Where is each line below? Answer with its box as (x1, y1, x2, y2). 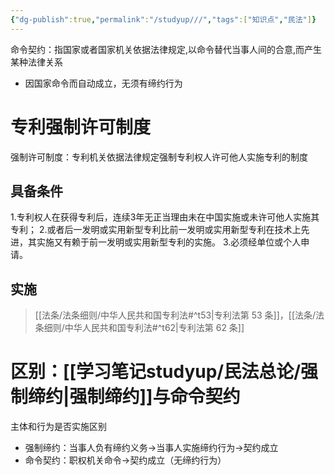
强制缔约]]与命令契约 (69, 386, 241, 408)
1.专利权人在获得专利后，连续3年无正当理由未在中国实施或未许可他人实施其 (10, 211, 320, 223)
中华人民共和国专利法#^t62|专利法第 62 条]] (64, 322, 245, 334)
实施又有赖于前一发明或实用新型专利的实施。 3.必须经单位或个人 (36, 236, 302, 248)
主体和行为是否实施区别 (10, 421, 107, 433)
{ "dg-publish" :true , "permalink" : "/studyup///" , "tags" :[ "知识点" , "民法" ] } (10, 14, 317, 25)
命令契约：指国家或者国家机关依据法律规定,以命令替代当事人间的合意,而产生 (10, 43, 323, 55)
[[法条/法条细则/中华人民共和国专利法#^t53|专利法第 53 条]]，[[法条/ (34, 309, 317, 321)
